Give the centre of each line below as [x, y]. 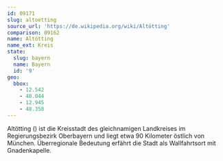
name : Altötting [30, 39]
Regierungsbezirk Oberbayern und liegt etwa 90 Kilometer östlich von [106, 136]
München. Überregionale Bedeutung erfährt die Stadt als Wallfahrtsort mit [111, 143]
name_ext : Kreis [30, 45]
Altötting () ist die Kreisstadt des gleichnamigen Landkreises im [96, 128]
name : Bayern [32, 64]
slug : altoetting [32, 20]
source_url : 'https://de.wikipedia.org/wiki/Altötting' [89, 26]
